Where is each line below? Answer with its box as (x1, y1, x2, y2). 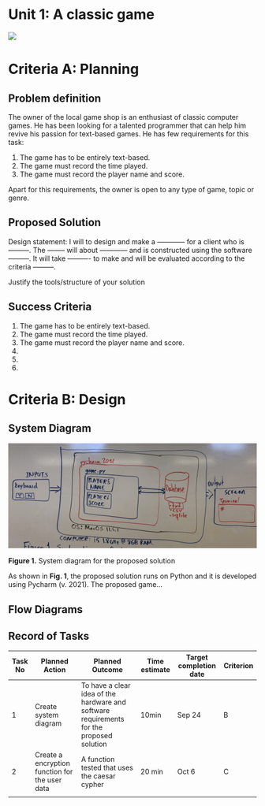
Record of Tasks (8, 629, 90, 643)
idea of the (80, 689, 117, 699)
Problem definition (8, 91, 102, 105)
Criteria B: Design (8, 390, 126, 408)
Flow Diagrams (8, 603, 84, 616)
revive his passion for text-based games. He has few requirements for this (8, 128, 249, 139)
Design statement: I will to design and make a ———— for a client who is (8, 236, 244, 246)
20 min (140, 767, 164, 777)
